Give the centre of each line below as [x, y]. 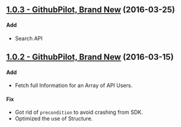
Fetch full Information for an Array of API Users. [74, 85]
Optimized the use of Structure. [54, 119]
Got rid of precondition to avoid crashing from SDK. [79, 112]
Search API [29, 38]
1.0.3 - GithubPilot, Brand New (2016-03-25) [91, 10]
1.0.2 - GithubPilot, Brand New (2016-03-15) [90, 57]
